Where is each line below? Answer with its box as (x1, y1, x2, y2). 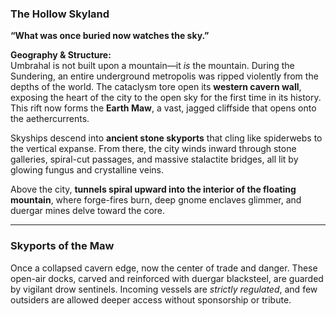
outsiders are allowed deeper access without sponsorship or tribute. (10, 293, 292, 306)
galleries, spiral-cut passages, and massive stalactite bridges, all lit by (10, 153, 299, 166)
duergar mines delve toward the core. (10, 205, 166, 217)
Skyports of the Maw (10, 239, 115, 253)
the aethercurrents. (10, 113, 90, 125)
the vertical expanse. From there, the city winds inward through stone (10, 143, 297, 155)
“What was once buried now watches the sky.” (10, 30, 210, 42)
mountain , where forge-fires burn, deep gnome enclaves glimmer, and (10, 194, 302, 206)
